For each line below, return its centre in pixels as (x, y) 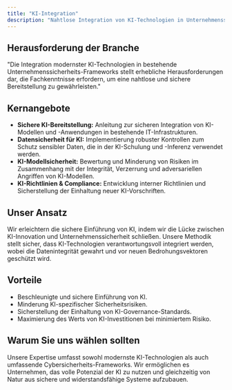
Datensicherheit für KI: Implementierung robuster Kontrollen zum (110, 139)
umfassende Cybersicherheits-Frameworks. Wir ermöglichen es (98, 364)
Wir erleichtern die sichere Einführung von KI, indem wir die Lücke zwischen (116, 229)
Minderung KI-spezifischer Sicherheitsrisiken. (82, 304)
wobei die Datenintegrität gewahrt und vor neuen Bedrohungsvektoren (108, 251)
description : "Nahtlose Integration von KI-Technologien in (96, 20)
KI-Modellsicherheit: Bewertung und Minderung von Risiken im (108, 162)
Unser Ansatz (37, 212)
